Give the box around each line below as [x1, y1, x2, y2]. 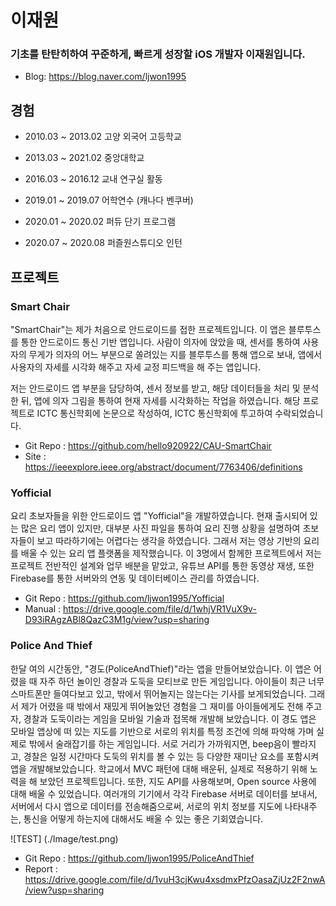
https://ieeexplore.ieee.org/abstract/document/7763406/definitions [24, 461, 303, 473]
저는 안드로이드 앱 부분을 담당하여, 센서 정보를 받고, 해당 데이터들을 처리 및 [10, 382, 301, 394]
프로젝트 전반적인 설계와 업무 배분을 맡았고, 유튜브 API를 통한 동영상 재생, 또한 [10, 560, 315, 572]
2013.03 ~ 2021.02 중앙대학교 [24, 152, 145, 164]
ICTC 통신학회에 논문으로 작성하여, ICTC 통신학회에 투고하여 [36, 407, 273, 419]
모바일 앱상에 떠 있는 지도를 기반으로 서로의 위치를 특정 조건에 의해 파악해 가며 [10, 725, 315, 737]
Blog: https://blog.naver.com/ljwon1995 [24, 71, 187, 83]
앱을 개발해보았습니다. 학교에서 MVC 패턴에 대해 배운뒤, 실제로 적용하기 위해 [10, 762, 308, 775]
